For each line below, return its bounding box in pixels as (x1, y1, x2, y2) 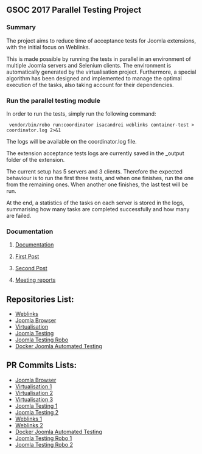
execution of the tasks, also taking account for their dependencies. (6, 81, 174, 88)
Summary (6, 23, 37, 32)
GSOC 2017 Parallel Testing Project (6, 5, 142, 15)
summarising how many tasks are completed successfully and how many (6, 205, 190, 212)
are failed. (6, 212, 32, 219)
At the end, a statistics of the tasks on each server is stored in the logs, (6, 199, 184, 206)
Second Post (15, 265, 47, 272)
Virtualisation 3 (15, 396, 54, 403)
